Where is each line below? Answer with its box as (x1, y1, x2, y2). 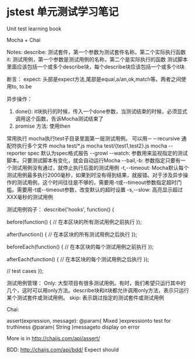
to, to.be (11, 83, 32, 90)
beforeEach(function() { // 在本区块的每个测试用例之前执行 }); (6, 243, 154, 250)
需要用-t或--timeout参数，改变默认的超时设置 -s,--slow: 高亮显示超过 (16, 186, 183, 193)
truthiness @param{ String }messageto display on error (6, 323, 140, 330)
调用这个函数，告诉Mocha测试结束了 (15, 115, 104, 122)
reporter (6, 149, 27, 156)
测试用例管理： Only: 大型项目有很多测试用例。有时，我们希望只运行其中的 (6, 279, 186, 286)
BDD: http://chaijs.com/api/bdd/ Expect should (6, 346, 119, 353)
